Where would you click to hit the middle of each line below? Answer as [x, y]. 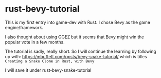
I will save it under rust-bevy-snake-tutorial [48, 70]
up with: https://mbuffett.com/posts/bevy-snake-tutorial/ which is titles [76, 56]
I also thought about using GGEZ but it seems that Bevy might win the [75, 37]
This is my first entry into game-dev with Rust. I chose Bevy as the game [78, 22]
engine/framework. [24, 27]
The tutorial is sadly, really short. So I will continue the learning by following [81, 51]
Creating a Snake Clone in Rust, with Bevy [50, 61]
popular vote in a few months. [35, 42]
